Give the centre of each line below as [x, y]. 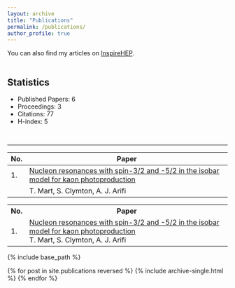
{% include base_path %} [44, 257]
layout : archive [31, 14]
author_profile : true [39, 33]
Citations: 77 [36, 114]
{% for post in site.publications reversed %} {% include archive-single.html [115, 271]
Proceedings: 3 [39, 107]
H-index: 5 [33, 122]
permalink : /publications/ [47, 27]
